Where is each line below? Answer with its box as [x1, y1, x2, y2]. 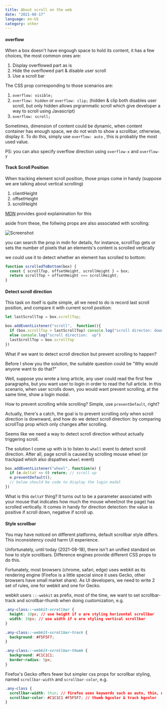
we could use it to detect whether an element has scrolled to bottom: [5, 254, 146, 260]
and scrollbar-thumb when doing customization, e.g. [16, 598, 124, 604]
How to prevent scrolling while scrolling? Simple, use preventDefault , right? [5, 401, 160, 407]
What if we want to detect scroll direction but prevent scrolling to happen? [5, 351, 157, 357]
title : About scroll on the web [5, 7, 72, 12]
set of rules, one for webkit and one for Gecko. [5, 583, 101, 589]
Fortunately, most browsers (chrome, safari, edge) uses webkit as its [5, 567, 146, 573]
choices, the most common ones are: [5, 53, 81, 59]
